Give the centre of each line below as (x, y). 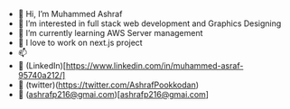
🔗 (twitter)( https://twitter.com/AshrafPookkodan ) (108, 85)
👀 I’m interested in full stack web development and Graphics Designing (150, 23)
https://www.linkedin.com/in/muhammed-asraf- (154, 66)
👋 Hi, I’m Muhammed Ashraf (70, 14)
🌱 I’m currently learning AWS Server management (110, 33)
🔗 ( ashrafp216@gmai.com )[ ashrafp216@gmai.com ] (113, 94)
